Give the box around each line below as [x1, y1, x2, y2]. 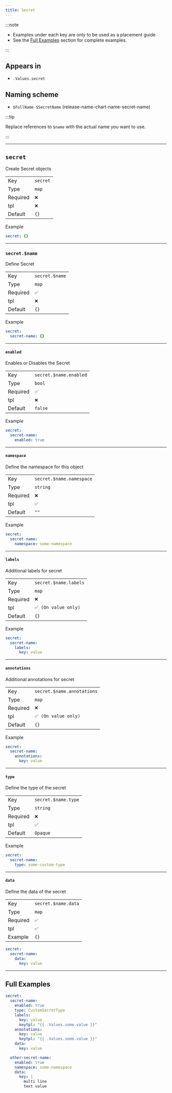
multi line [24, 1079, 47, 1084]
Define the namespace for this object [5, 464, 83, 470]
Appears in [5, 62, 41, 71]
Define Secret [5, 261, 35, 267]
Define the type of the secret [5, 785, 67, 791]
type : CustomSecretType [14, 1008, 66, 1013]
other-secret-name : [10, 1055, 52, 1060]
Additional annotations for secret [5, 676, 74, 682]
